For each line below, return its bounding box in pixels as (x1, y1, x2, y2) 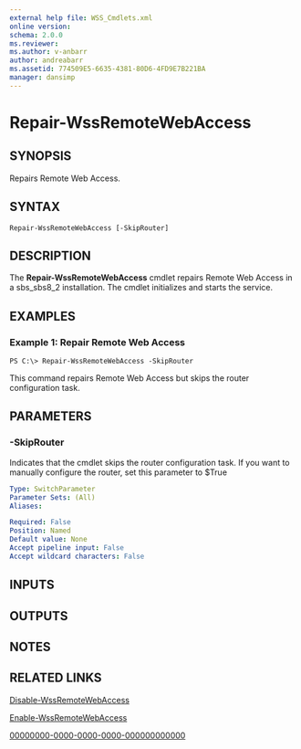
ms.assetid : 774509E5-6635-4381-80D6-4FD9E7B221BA (9, 65, 206, 74)
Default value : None (9, 535, 88, 544)
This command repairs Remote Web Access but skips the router (9, 373, 250, 384)
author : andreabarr (9, 56, 84, 65)
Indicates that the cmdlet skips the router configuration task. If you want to (9, 457, 290, 468)
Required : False (9, 518, 71, 527)
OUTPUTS (9, 608, 68, 624)
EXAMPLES (9, 308, 76, 324)
